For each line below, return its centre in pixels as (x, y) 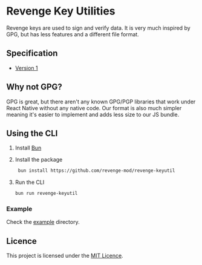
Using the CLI (32, 133)
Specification (32, 54)
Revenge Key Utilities (61, 11)
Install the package (39, 160)
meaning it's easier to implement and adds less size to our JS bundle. (93, 114)
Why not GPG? (34, 87)
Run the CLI (30, 182)
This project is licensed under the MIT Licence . (65, 256)
